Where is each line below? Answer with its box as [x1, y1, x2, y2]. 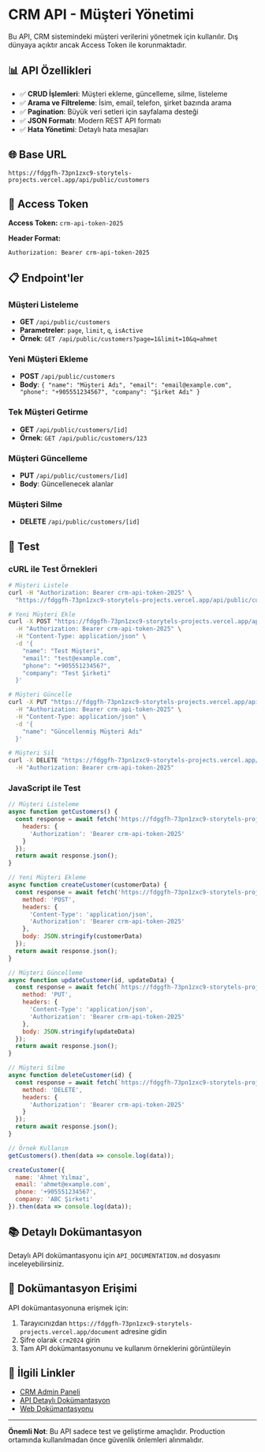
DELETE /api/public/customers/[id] [19, 516, 140, 527]
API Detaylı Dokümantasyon [19, 1396, 110, 1405]
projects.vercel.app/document [19, 1328, 120, 1336]
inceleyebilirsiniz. [8, 1259, 65, 1269]
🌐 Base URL [8, 148, 67, 161]
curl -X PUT [8, 698, 47, 706]
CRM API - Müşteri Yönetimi [8, 6, 195, 24]
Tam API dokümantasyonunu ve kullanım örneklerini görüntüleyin [19, 1343, 231, 1353]
